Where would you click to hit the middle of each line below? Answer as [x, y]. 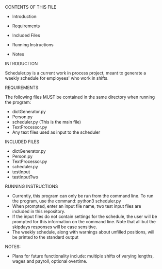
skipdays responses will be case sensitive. [55, 227]
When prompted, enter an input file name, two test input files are [77, 206]
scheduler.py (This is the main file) [47, 122]
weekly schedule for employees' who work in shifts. [57, 78]
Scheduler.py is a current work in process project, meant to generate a [76, 73]
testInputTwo [25, 177]
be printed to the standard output [45, 237]
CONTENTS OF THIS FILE [31, 7]
